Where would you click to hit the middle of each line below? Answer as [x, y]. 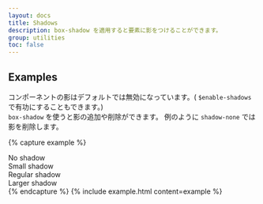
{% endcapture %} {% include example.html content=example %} [115, 191]
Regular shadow [34, 174]
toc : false [26, 45]
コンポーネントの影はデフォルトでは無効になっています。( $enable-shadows [130, 96]
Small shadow [31, 166]
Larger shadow [33, 183]
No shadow [27, 157]
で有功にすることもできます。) [56, 107]
